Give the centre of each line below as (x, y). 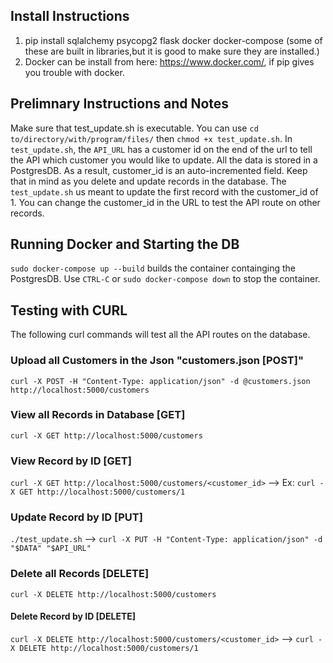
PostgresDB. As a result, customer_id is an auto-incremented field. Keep (159, 170)
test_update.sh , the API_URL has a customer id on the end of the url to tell (161, 149)
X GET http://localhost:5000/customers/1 (98, 492)
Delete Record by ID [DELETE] (73, 616)
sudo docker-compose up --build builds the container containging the (153, 268)
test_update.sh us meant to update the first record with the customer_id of (164, 191)
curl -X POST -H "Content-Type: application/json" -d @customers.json (160, 381)
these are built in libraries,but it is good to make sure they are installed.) (172, 51)
